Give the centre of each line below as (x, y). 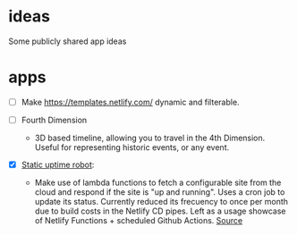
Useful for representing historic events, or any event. (132, 147)
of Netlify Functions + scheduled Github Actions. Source (139, 221)
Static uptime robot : (58, 164)
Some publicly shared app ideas (68, 41)
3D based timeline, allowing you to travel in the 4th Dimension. (150, 138)
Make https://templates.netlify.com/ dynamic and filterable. (130, 102)
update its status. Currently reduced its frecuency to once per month (161, 202)
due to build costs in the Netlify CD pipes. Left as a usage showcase (161, 211)
